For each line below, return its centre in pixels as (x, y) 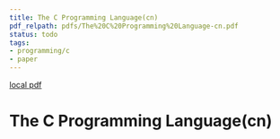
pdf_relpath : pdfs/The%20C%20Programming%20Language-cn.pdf (124, 26)
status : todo (34, 34)
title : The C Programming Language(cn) (84, 17)
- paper (24, 59)
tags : (19, 43)
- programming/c (39, 51)
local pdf (26, 85)
